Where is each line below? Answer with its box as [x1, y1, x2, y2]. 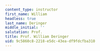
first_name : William [5, 12, 48, 17]
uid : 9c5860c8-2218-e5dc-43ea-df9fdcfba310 [5, 39, 96, 44]
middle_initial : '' [5, 25, 45, 30]
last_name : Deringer [5, 20, 48, 26]
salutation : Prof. [5, 30, 43, 34]
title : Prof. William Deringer [5, 34, 69, 39]
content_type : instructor [5, 7, 58, 12]
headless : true [5, 16, 36, 21]
